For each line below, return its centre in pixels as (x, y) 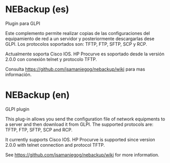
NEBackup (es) (37, 9)
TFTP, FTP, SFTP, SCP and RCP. (39, 129)
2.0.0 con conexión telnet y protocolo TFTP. (51, 59)
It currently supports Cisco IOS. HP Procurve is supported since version (80, 139)
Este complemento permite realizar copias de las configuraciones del (78, 33)
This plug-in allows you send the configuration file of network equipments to (85, 119)
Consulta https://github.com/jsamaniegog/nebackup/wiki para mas (75, 69)
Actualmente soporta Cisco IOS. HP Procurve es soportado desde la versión (85, 54)
